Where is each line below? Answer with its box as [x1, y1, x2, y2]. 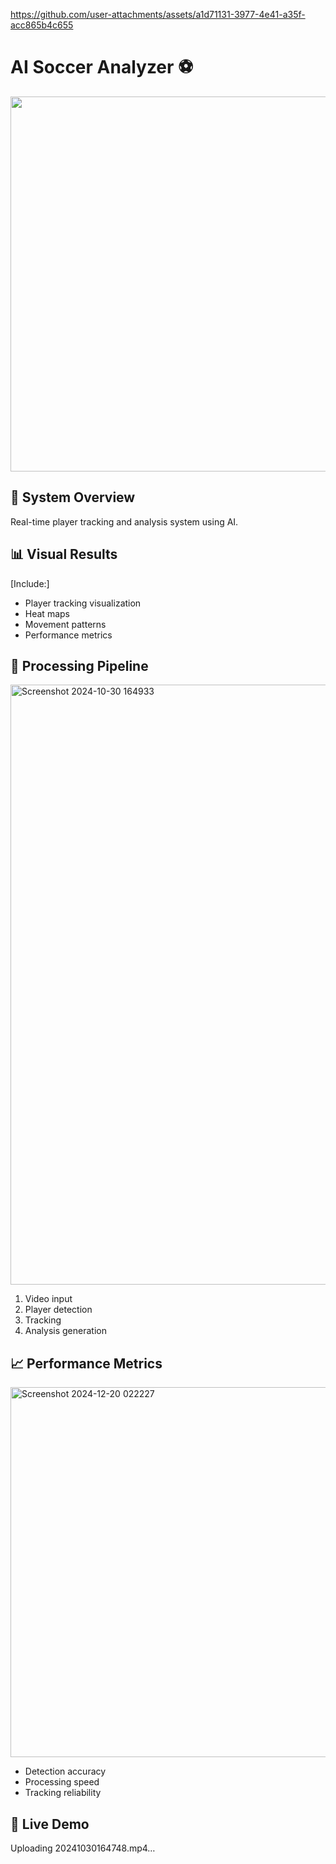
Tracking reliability [24, 1787, 102, 1799]
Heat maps [24, 607, 70, 619]
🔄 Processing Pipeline [10, 657, 149, 674]
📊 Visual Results [10, 546, 118, 563]
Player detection [24, 1304, 93, 1316]
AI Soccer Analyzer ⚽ [10, 56, 194, 79]
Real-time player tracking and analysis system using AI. [10, 515, 239, 528]
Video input [24, 1293, 73, 1305]
